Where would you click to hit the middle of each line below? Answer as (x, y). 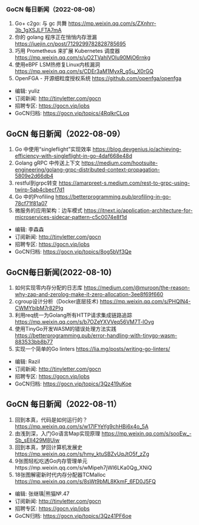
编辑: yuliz (27, 91)
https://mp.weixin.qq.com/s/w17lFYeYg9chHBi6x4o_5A (82, 426)
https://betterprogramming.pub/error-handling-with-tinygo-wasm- (96, 335)
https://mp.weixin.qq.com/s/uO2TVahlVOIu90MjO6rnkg (83, 58)
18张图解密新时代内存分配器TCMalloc (60, 475)
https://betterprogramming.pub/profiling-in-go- (113, 197)
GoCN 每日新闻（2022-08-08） (52, 9)
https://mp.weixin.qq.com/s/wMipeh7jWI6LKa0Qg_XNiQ (83, 467)
